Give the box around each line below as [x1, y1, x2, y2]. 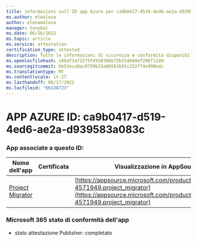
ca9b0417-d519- [83, 110, 166, 124]
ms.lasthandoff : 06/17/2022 [6, 80, 75, 86]
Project [9, 183, 29, 191]
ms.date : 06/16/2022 [6, 31, 57, 36]
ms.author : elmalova [6, 14, 57, 20]
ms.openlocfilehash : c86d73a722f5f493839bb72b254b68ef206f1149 [6, 58, 164, 63]
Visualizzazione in [114, 163, 167, 171]
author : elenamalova [6, 19, 57, 25]
